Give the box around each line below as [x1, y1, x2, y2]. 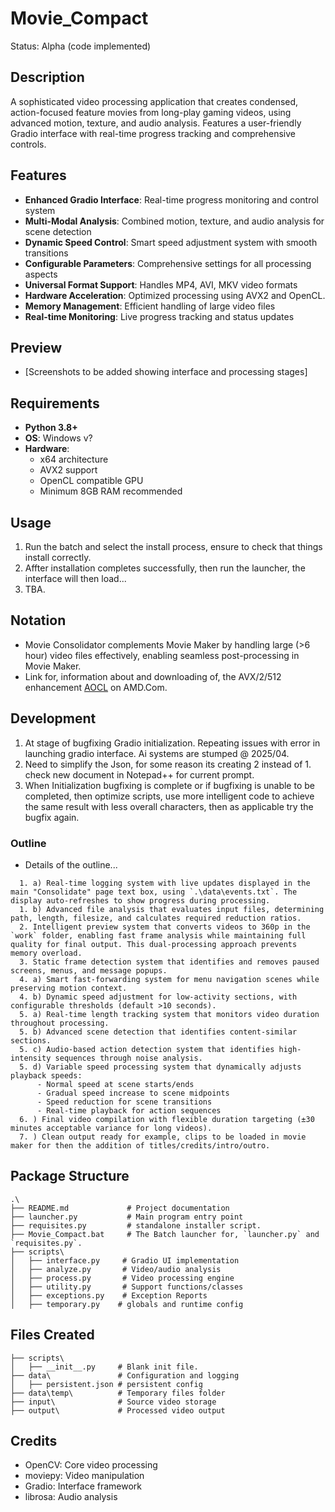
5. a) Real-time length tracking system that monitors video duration [19, 1009, 320, 1019]
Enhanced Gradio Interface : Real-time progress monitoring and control [24, 193, 319, 206]
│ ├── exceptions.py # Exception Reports [10, 1290, 208, 1301]
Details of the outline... [24, 858, 118, 871]
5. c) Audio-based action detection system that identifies [19, 1044, 275, 1054]
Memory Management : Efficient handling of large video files [24, 300, 276, 312]
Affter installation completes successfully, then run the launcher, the [24, 562, 306, 574]
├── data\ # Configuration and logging [10, 1370, 240, 1381]
